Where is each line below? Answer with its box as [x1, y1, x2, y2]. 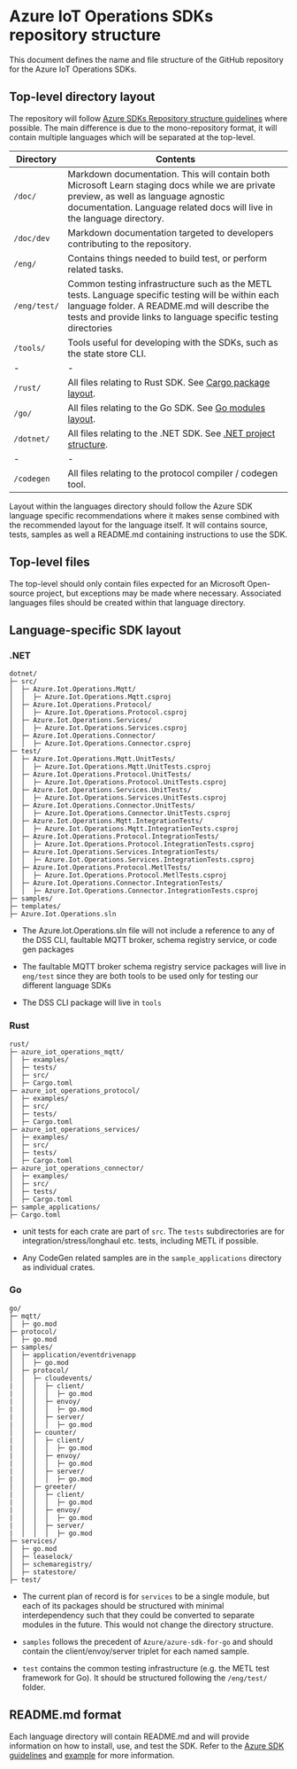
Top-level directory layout [9, 90, 156, 105]
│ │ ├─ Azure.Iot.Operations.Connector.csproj [9, 739, 192, 748]
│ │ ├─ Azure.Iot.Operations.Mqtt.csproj [9, 693, 172, 702]
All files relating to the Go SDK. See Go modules [67, 401, 266, 414]
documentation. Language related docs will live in [67, 201, 273, 214]
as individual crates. [21, 1261, 95, 1273]
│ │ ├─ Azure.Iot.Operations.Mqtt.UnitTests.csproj [9, 762, 212, 772]
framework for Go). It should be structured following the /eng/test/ [21, 1672, 268, 1683]
